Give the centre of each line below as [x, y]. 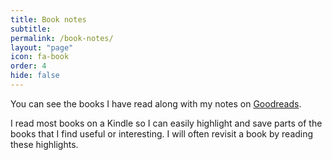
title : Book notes [48, 19]
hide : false [35, 76]
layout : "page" [42, 47]
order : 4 [28, 66]
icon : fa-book [40, 57]
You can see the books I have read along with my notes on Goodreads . [156, 103]
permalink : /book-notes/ [62, 38]
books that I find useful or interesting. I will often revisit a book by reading [162, 133]
